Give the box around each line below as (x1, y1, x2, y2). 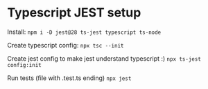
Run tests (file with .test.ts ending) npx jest (7, 74, 132, 82)
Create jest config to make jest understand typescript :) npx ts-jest (7, 54, 201, 63)
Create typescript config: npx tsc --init (7, 41, 124, 49)
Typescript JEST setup (7, 5, 141, 21)
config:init (7, 61, 42, 68)
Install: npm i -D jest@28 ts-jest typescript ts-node (7, 28, 162, 36)
